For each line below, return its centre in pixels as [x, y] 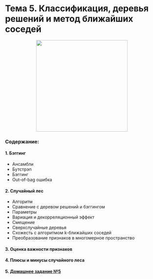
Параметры [24, 212]
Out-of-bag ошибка [32, 180]
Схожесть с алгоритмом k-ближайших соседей [62, 233]
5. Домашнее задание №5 [33, 272]
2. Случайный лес [24, 191]
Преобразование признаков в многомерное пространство [73, 238]
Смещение [23, 222]
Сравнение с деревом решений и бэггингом [58, 207]
